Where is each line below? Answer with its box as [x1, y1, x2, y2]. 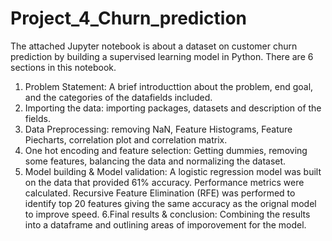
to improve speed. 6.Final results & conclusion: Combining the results [24, 208, 311, 220]
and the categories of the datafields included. [24, 91, 213, 103]
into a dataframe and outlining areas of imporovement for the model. [24, 218, 307, 231]
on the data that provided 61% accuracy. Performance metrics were [24, 176, 305, 188]
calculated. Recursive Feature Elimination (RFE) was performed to [24, 187, 296, 199]
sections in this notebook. [10, 61, 117, 73]
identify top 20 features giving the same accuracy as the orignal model [24, 197, 317, 209]
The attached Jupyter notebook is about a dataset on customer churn [10, 40, 298, 52]
